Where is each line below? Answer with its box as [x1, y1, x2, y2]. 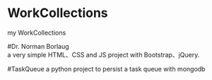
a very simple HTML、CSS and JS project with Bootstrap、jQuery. [7, 50, 200, 59]
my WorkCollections [7, 28, 66, 37]
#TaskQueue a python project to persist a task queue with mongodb [7, 64, 206, 73]
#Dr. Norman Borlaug [7, 42, 69, 50]
